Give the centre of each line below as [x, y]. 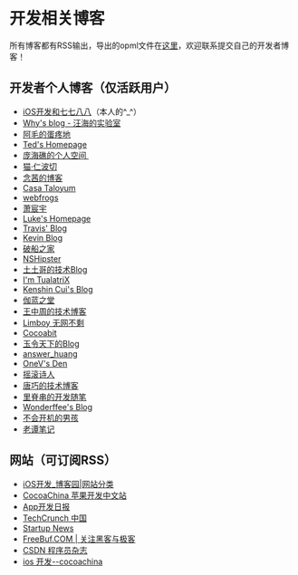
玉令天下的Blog [51, 343]
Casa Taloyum [49, 187]
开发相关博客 [58, 19]
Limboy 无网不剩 [53, 322]
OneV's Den [45, 363]
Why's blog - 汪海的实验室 [72, 122]
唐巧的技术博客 [50, 385]
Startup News [48, 528]
